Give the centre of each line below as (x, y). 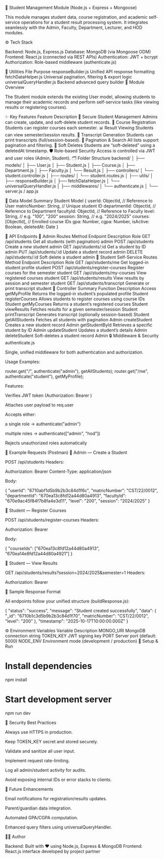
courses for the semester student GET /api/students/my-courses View (76, 273)
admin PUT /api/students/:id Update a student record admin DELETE (74, 252)
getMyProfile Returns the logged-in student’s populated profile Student (77, 294)
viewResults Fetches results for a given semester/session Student (71, 309)
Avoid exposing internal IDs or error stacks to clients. (58, 780)
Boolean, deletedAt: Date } (32, 227)
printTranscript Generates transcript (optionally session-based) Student (77, 314)
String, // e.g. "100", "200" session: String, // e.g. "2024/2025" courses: (78, 216)
